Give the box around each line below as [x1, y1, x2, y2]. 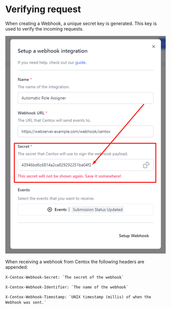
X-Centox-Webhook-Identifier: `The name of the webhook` [5, 285, 129, 290]
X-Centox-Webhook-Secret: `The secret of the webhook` [5, 275, 124, 280]
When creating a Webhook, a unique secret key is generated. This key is [5, 20, 157, 26]
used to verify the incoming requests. [5, 25, 84, 32]
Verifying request [5, 4, 81, 15]
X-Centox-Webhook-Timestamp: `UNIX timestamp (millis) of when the [5, 295, 152, 300]
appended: [5, 264, 28, 270]
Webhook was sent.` [5, 300, 47, 305]
